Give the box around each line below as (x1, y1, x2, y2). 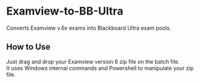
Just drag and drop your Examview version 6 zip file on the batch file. (6, 58, 180, 65)
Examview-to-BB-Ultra (6, 4, 124, 18)
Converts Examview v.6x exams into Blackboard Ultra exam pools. (6, 24, 172, 32)
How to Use (6, 42, 51, 52)
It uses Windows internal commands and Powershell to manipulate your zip (6, 64, 194, 71)
